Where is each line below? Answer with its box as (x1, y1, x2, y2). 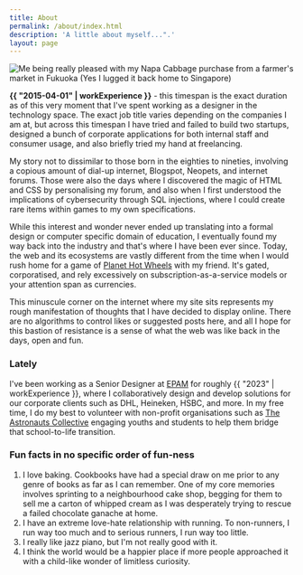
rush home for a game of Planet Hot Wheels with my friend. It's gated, (9, 259, 270, 271)
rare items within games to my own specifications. (9, 204, 196, 215)
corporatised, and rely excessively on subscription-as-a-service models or (9, 269, 288, 280)
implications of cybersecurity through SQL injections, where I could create (9, 194, 286, 205)
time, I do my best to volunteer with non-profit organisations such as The (9, 407, 280, 418)
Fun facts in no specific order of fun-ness (9, 448, 196, 461)
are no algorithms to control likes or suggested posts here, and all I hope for (9, 316, 291, 326)
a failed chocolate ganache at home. (22, 507, 159, 518)
